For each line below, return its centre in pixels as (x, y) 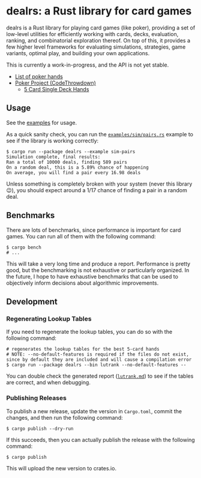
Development (32, 301)
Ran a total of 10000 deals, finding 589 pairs (67, 162)
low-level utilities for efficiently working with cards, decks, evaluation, (92, 34)
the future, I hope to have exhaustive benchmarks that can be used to (92, 276)
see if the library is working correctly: (52, 141)
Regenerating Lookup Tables (49, 318)
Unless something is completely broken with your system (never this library (99, 184)
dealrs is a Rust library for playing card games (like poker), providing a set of (101, 28)
